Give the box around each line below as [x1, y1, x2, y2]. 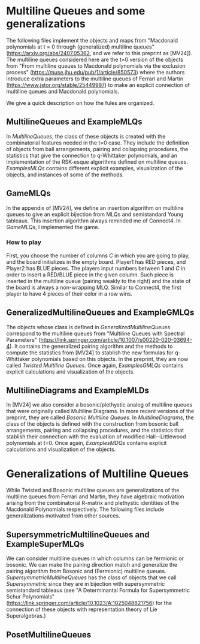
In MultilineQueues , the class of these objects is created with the [6, 133, 166, 140]
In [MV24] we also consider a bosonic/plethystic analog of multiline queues [6, 401, 193, 408]
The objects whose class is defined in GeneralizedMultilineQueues [6, 323, 171, 330]
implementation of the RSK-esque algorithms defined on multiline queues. [6, 158, 189, 165]
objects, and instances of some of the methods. [6, 171, 125, 178]
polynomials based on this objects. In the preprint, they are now [31, 355, 189, 362]
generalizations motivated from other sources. [6, 512, 121, 519]
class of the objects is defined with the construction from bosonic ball [6, 420, 178, 428]
